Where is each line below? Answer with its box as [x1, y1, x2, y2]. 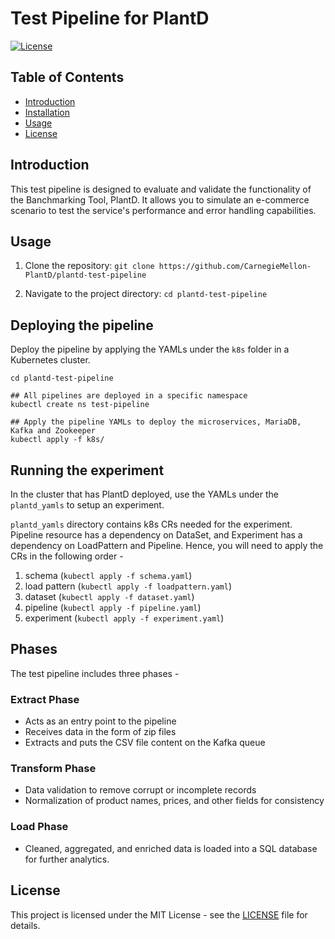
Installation [24, 106, 71, 118]
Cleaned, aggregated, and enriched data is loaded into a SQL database [24, 842, 318, 854]
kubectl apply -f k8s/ [10, 435, 105, 445]
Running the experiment [10, 462, 165, 479]
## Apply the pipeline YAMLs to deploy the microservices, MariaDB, [10, 417, 302, 427]
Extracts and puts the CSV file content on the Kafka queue [24, 737, 266, 749]
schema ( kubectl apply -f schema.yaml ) [24, 570, 193, 581]
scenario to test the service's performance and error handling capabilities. [10, 204, 317, 216]
